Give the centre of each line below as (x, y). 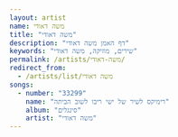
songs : (22, 85)
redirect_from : (38, 68)
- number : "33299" (52, 93)
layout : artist (38, 18)
